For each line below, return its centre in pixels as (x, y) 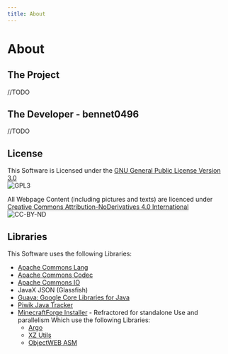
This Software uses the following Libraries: (70, 254)
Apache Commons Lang (53, 268)
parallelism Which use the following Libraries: (84, 320)
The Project (34, 75)
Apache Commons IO (49, 282)
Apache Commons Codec (55, 275)
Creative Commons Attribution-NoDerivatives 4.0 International (98, 207)
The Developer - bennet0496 (73, 114)
